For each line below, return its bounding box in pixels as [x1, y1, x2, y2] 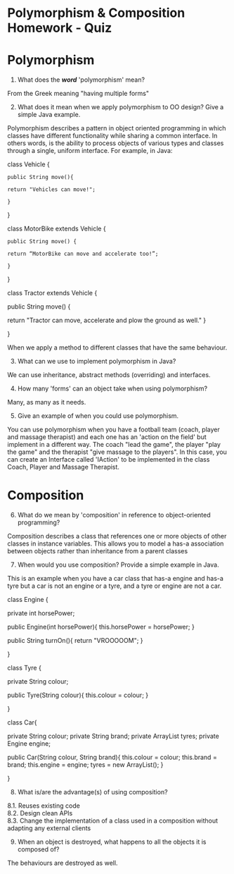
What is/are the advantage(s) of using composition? [17, 788, 168, 796]
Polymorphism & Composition [7, 5, 186, 21]
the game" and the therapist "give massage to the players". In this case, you [7, 448, 227, 456]
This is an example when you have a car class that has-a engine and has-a [7, 574, 223, 583]
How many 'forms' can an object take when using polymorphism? [17, 384, 208, 393]
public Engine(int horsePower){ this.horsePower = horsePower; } [7, 622, 195, 632]
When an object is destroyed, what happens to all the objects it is [17, 837, 207, 847]
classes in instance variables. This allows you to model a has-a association [7, 539, 224, 548]
